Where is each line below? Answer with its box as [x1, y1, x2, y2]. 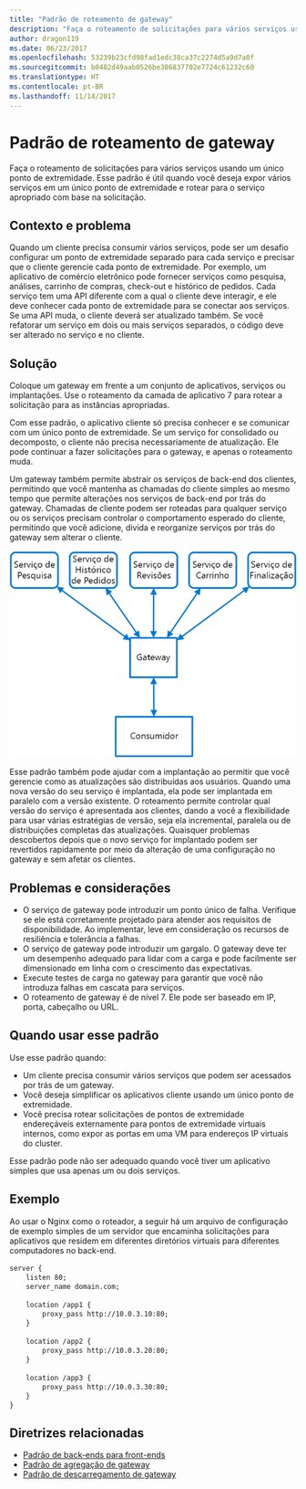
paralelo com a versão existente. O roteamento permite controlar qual [9, 795, 270, 807]
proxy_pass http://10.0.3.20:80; [42, 1346, 169, 1355]
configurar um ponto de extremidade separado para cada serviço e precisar [9, 252, 295, 263]
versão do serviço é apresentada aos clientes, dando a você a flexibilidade [9, 805, 291, 816]
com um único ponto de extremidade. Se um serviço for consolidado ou [9, 427, 280, 438]
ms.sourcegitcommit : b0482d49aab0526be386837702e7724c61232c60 [9, 63, 255, 72]
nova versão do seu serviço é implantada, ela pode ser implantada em [9, 786, 273, 797]
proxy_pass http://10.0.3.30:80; [42, 1382, 169, 1391]
